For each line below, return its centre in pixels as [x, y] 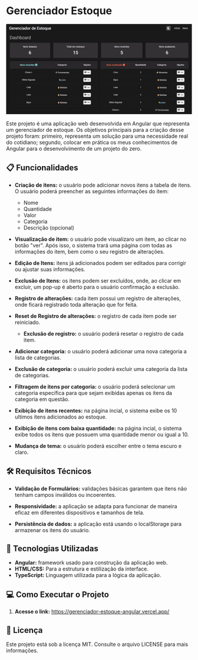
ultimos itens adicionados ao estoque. [61, 417]
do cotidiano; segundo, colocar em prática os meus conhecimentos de [92, 142]
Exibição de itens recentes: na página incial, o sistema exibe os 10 [96, 410]
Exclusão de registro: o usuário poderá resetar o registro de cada [103, 333]
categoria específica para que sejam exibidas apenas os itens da [93, 393]
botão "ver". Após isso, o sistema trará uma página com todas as [93, 245]
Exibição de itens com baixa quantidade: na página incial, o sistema [98, 428]
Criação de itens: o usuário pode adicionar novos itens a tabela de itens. [103, 185]
